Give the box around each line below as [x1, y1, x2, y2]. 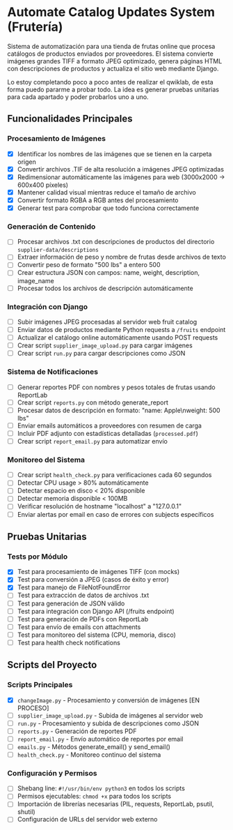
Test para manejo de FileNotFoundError [17, 583, 131, 591]
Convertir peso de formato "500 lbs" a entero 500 [17, 261, 161, 269]
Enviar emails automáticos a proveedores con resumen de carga [17, 421, 202, 430]
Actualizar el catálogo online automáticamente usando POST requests [17, 333, 218, 342]
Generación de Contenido [7, 221, 96, 231]
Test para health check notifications [17, 638, 120, 647]
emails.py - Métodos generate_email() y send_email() [17, 742, 170, 750]
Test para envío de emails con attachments [17, 622, 141, 631]
